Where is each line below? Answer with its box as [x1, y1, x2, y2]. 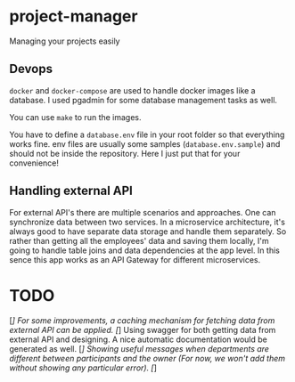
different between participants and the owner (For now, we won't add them [9, 353, 286, 363]
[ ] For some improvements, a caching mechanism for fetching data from [9, 314, 275, 326]
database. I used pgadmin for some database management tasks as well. [9, 94, 278, 105]
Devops [9, 61, 53, 77]
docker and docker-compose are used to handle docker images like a [9, 85, 256, 95]
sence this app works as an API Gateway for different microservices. [9, 254, 261, 264]
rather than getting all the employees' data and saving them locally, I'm [9, 235, 269, 246]
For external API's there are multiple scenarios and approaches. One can [9, 207, 276, 217]
